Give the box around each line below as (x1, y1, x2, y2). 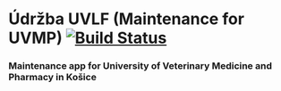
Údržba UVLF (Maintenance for (8, 9, 245, 29)
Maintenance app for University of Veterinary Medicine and (8, 60, 272, 72)
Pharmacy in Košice (8, 71, 98, 84)
